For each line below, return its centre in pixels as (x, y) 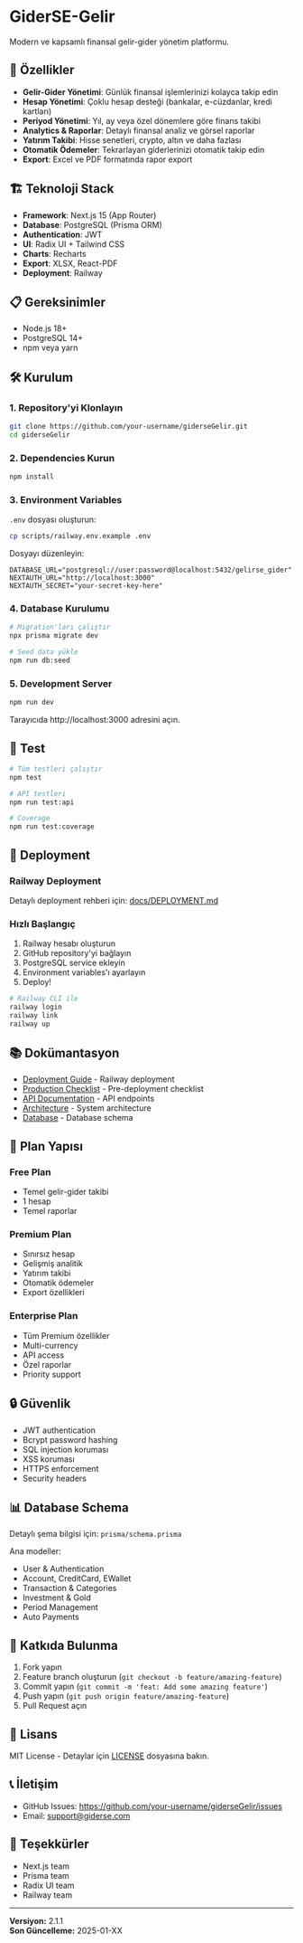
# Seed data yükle (44, 652)
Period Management (60, 1607)
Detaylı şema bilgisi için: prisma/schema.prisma (96, 1534)
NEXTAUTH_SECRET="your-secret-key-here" (87, 586)
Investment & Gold (57, 1597)
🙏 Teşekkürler (49, 1844)
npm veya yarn (50, 348)
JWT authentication (59, 1430)
